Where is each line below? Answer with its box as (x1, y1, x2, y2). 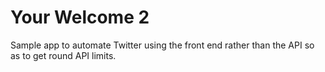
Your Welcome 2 (10, 6, 150, 29)
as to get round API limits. (10, 49, 117, 61)
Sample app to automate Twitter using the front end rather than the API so (10, 39, 315, 51)
